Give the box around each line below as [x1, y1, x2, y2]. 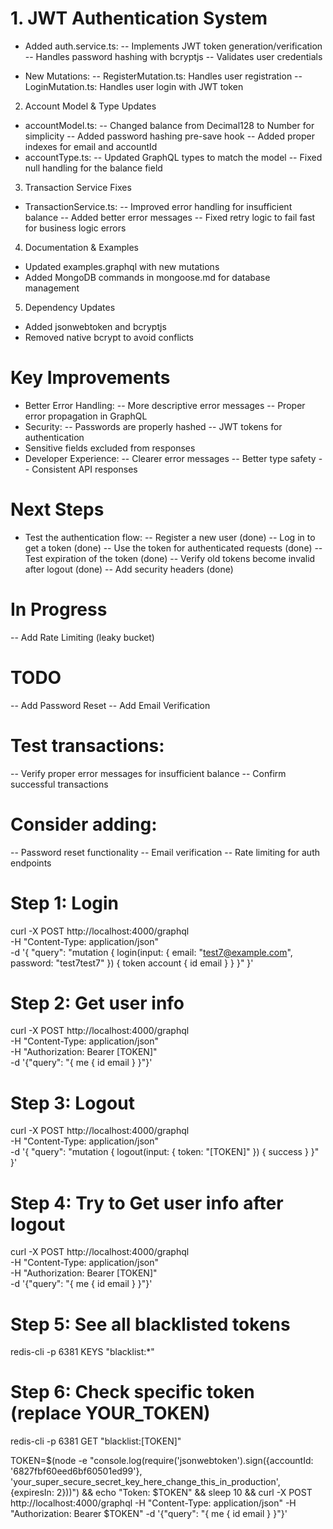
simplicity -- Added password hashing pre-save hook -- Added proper [24, 130, 315, 142]
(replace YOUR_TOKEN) [10, 1402, 211, 1425]
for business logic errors [24, 222, 127, 234]
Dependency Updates [24, 301, 116, 313]
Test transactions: [10, 734, 165, 757]
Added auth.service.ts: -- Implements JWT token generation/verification [24, 40, 323, 52]
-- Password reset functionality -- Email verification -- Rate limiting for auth [10, 846, 320, 858]
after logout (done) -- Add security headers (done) [24, 563, 234, 575]
